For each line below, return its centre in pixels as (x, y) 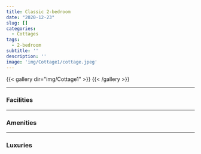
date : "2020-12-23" (31, 17)
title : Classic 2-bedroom (38, 12)
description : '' (26, 56)
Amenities (22, 122)
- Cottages (25, 34)
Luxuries (19, 146)
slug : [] (17, 23)
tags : (13, 40)
